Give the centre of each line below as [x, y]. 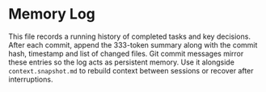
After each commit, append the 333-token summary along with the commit [133, 44]
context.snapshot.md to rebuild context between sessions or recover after [131, 70]
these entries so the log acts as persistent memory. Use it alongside [121, 62]
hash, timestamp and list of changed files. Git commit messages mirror [126, 53]
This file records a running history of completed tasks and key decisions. [129, 36]
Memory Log [52, 14]
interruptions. [31, 79]
